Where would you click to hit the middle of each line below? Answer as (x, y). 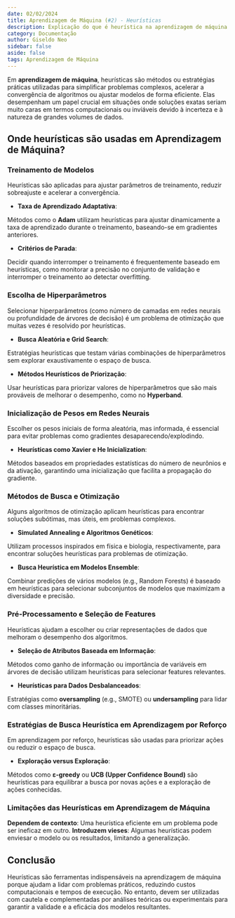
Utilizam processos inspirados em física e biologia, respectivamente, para (114, 546)
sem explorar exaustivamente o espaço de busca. (79, 360)
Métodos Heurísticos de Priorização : (72, 374)
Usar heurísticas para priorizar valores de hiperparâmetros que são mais (112, 387)
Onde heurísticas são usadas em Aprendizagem (114, 139)
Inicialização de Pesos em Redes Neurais (78, 413)
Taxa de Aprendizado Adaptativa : (67, 206)
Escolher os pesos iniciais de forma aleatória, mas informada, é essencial (113, 429)
